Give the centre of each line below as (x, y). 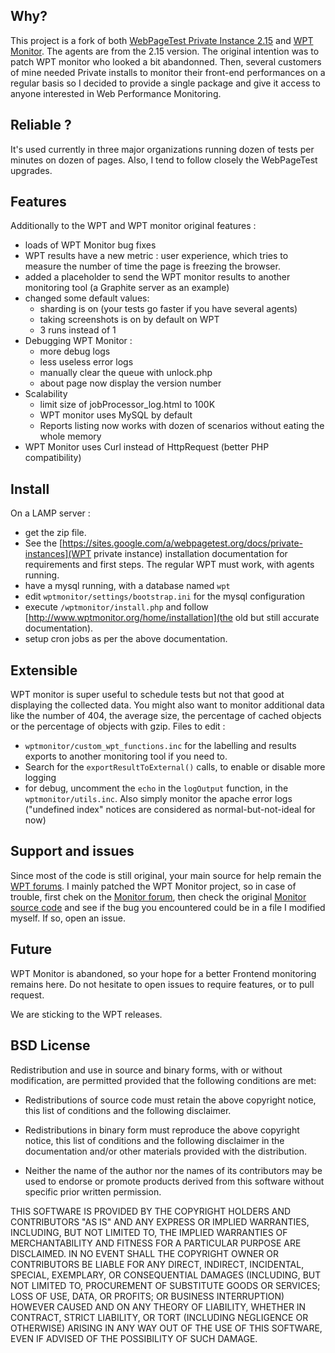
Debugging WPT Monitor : (78, 341)
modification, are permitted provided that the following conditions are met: (163, 1080)
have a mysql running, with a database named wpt (127, 586)
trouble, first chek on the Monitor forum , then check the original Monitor (158, 896)
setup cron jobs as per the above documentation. (126, 639)
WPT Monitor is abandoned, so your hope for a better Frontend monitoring (163, 973)
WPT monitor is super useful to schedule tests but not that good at (147, 695)
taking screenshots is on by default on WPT (129, 320)
